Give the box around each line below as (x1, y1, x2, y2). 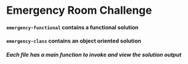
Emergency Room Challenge (6, 4, 152, 17)
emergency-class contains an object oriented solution (6, 37, 141, 45)
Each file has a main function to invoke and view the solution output (6, 51, 182, 58)
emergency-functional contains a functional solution (6, 23, 139, 31)
